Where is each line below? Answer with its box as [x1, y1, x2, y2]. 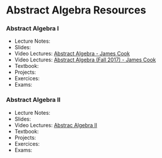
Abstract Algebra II [6, 96, 61, 104]
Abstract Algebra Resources [6, 4, 147, 17]
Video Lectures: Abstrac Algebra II [14, 121, 97, 129]
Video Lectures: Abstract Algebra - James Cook [14, 50, 130, 57]
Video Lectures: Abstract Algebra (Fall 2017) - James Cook [14, 56, 156, 63]
